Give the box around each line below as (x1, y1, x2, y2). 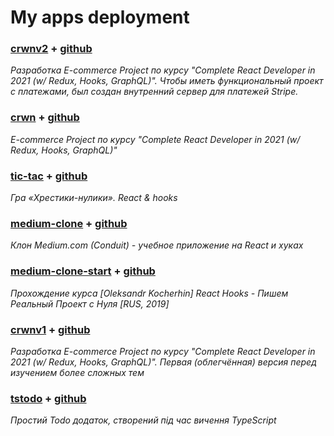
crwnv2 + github (10, 42, 93, 56)
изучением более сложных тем (10, 366, 145, 378)
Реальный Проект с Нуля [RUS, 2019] (10, 297, 170, 310)
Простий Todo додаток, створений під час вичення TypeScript (10, 414, 277, 426)
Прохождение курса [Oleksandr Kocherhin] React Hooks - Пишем (10, 287, 289, 299)
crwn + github (10, 111, 80, 125)
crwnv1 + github (10, 322, 91, 336)
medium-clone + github (10, 217, 128, 230)
